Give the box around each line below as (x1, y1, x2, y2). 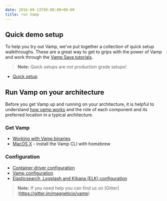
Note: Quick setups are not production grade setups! (17, 64, 126, 70)
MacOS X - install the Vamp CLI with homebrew (12, 141, 111, 147)
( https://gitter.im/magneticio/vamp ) (17, 190, 90, 196)
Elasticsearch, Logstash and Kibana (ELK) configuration (12, 175, 127, 181)
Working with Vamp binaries (12, 136, 71, 142)
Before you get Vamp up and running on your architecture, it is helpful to (5, 101, 154, 107)
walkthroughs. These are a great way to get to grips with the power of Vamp (5, 49, 162, 55)
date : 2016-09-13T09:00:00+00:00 (5, 7, 75, 12)
